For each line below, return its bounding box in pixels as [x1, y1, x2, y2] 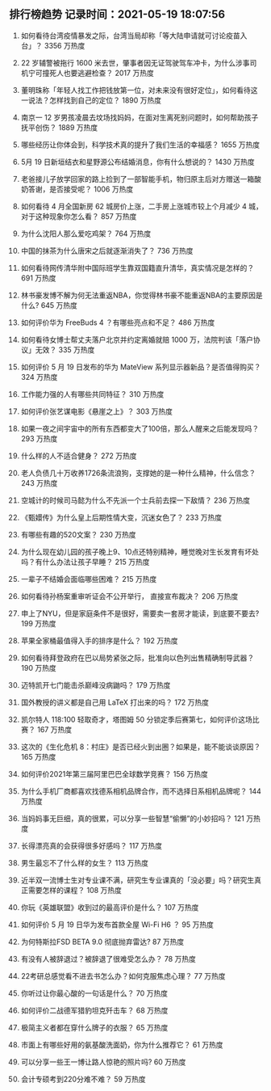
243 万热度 [20, 478, 58, 487]
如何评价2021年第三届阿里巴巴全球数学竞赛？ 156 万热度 [20, 769, 208, 778]
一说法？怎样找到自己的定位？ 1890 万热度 [20, 95, 162, 105]
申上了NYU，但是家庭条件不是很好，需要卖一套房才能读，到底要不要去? [20, 609, 260, 618]
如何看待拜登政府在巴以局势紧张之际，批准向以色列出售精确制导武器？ [20, 653, 255, 663]
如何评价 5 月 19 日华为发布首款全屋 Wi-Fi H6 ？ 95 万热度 [20, 920, 215, 929]
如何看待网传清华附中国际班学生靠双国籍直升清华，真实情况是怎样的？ [20, 263, 255, 272]
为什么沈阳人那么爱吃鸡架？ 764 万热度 [20, 229, 152, 238]
